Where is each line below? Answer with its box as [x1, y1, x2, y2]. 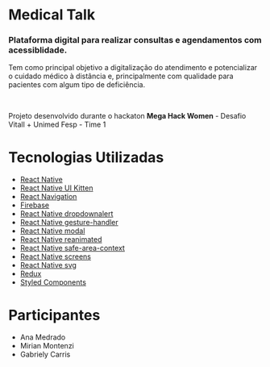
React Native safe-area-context [19, 244, 125, 253]
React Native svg [19, 261, 77, 270]
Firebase [19, 200, 50, 211]
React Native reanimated [19, 235, 102, 244]
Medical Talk [8, 6, 95, 24]
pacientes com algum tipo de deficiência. [8, 80, 146, 90]
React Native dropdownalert [19, 209, 114, 219]
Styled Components [19, 277, 87, 287]
